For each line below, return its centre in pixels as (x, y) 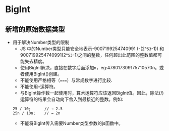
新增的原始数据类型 (35, 29)
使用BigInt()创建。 (43, 74)
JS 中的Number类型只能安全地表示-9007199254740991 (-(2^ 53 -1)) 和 (92, 49)
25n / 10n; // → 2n (36, 113)
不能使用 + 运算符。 (39, 86)
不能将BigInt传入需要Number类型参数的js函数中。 (72, 123)
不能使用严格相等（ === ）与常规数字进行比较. (66, 80)
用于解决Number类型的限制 (41, 42)
